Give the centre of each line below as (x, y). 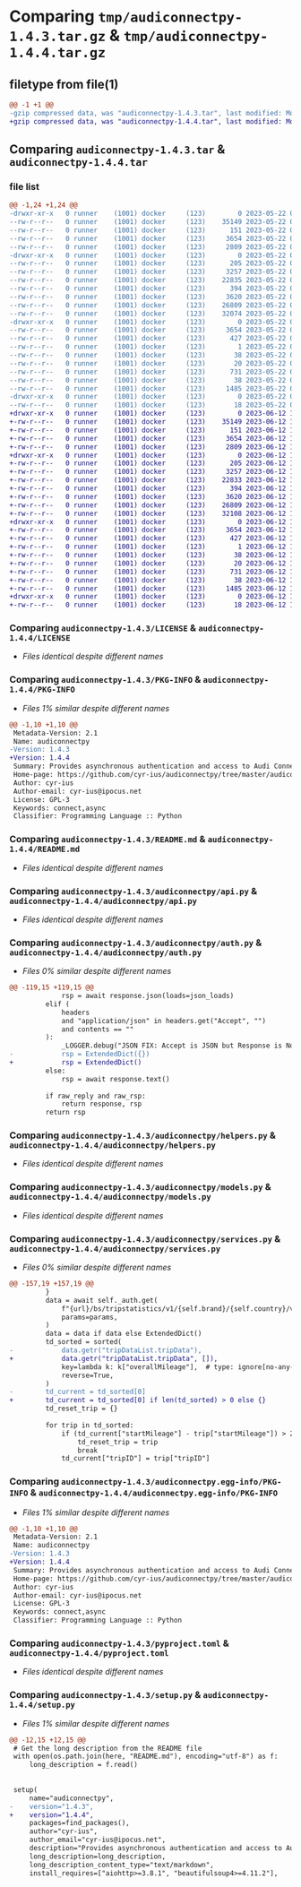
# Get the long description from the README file (107, 1748)
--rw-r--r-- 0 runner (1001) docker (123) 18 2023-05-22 (148, 405)
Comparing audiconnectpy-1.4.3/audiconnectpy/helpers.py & (142, 1135)
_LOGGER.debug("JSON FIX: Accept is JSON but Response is (172, 1046)
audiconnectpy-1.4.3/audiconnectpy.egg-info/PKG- (172, 1482)
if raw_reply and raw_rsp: (95, 1096)
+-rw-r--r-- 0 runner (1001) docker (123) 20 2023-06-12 (148, 563)
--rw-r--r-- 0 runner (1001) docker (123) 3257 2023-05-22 (148, 272)
